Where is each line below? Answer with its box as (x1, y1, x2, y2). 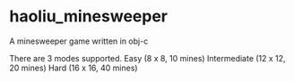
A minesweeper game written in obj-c (9, 36, 149, 46)
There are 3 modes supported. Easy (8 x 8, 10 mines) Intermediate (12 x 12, (9, 53, 286, 63)
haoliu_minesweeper (9, 6, 169, 27)
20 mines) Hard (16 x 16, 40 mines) (9, 62, 138, 73)
